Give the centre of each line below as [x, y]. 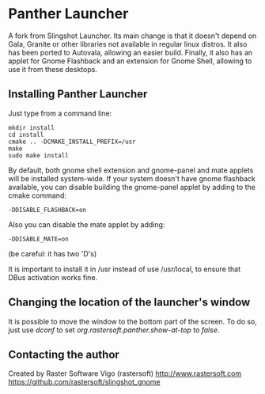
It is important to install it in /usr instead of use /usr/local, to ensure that [125, 269]
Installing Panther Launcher [78, 95]
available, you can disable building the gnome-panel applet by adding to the [132, 187]
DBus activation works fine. [53, 277]
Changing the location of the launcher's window [129, 303]
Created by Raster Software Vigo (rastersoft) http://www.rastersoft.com [125, 373]
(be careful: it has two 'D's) [53, 253]
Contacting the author [64, 354]
